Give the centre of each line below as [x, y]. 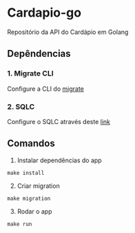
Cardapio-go [44, 13]
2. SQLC [21, 107]
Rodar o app [34, 211]
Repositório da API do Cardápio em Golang [68, 32]
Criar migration [38, 186]
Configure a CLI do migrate [45, 89]
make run [20, 224]
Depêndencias [39, 54]
